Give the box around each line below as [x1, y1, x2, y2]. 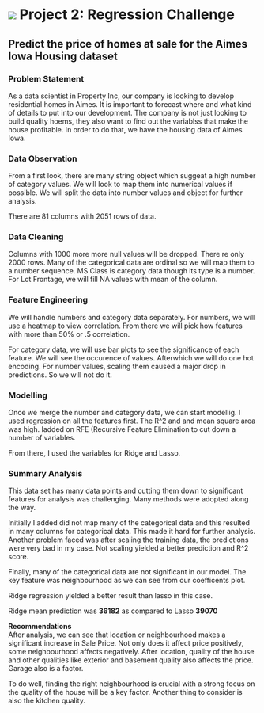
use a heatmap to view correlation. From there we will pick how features [8, 321, 243, 330]
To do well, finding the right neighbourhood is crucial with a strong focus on [8, 679, 255, 688]
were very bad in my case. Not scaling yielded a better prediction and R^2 [8, 543, 249, 553]
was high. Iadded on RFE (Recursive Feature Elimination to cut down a [8, 425, 236, 434]
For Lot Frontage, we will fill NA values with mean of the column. [8, 275, 218, 284]
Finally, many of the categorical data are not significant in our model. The [8, 567, 247, 577]
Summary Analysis [8, 467, 83, 479]
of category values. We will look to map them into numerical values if [8, 180, 233, 189]
